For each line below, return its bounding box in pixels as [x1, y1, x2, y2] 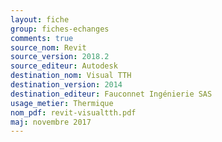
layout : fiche [10, 14, 70, 25]
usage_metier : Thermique [10, 98, 114, 108]
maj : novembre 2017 [10, 117, 92, 127]
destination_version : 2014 [10, 80, 123, 90]
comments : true [10, 33, 74, 43]
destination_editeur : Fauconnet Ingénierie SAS [10, 89, 213, 99]
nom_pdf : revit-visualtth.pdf [10, 107, 137, 118]
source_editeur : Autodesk [10, 61, 118, 71]
